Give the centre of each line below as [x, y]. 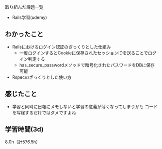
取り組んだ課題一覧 [24, 7]
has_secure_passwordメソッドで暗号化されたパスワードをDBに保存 [87, 65]
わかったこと [24, 34]
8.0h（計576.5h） [23, 142]
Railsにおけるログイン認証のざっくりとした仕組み [61, 47]
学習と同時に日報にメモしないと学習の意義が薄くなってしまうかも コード [85, 106]
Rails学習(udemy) [29, 17]
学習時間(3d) [24, 129]
